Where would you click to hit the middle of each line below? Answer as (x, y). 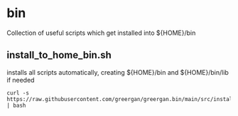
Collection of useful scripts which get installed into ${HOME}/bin (101, 33)
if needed (21, 80)
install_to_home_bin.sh (59, 55)
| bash (16, 105)
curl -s (18, 93)
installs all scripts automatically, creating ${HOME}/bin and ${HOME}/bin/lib (118, 72)
